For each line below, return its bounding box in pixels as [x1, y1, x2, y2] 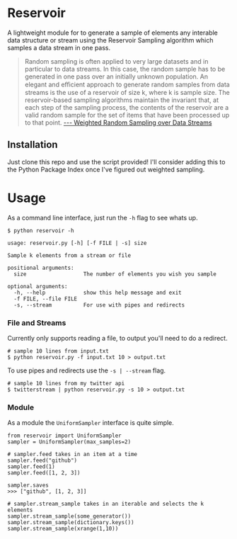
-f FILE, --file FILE [13, 295, 78, 302]
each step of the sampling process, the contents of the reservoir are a [24, 103, 229, 111]
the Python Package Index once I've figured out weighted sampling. [7, 165, 205, 174]
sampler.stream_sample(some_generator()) [7, 513, 132, 520]
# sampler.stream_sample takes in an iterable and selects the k [7, 501, 204, 508]
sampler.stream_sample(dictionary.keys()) [7, 519, 134, 526]
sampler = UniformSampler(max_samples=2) [7, 438, 132, 446]
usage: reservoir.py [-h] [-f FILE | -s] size [7, 239, 147, 246]
